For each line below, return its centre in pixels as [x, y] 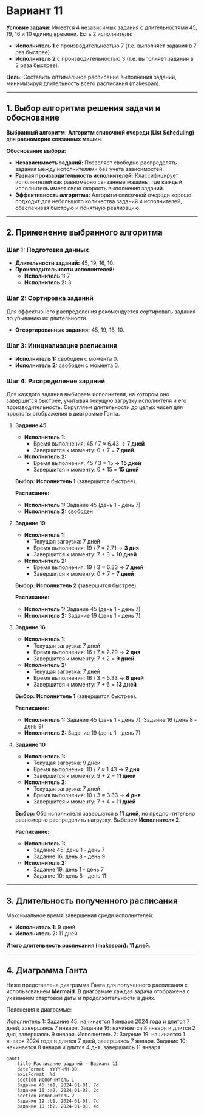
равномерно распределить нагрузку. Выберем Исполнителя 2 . [98, 820]
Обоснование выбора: [36, 150]
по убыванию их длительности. [47, 318]
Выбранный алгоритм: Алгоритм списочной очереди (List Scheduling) [100, 132]
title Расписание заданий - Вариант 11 [68, 1064]
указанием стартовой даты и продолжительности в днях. [81, 998]
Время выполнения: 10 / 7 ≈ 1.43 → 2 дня [86, 769]
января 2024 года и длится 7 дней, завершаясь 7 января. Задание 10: [97, 1041]
